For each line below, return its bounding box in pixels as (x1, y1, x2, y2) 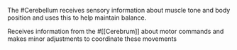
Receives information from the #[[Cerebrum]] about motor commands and (7, 27, 224, 35)
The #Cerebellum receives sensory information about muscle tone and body (7, 6, 231, 14)
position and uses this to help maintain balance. (7, 13, 147, 22)
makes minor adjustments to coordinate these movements (7, 35, 177, 43)
